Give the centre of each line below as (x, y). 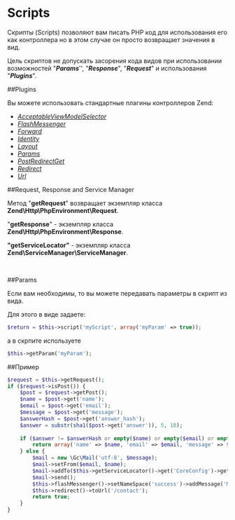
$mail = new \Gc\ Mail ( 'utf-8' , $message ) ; (95, 458)
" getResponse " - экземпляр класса (60, 224)
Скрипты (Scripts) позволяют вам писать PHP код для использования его (117, 32)
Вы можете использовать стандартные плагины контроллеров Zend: (110, 102)
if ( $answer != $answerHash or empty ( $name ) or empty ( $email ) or (117, 438)
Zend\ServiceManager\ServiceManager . (67, 252)
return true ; (51, 497)
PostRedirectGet (41, 161)
